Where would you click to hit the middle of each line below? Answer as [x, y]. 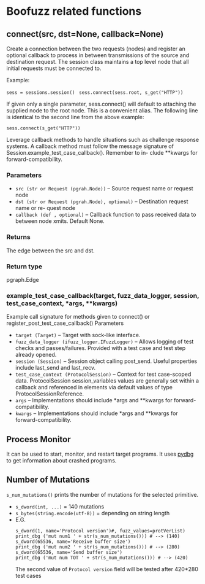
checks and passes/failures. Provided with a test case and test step [100, 348]
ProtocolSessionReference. [50, 394]
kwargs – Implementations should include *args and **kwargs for [97, 413]
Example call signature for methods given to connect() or [78, 317]
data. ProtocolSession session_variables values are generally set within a [107, 381]
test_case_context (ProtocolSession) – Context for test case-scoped [103, 374]
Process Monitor [39, 439]
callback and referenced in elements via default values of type [94, 387]
